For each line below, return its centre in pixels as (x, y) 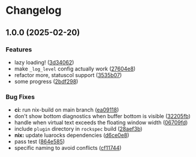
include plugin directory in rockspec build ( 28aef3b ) (78, 129)
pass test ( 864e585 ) (40, 141)
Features (19, 50)
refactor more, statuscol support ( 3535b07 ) (68, 75)
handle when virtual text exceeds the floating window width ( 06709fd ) (101, 122)
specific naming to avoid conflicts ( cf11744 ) (68, 148)
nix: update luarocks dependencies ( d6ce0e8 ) (72, 136)
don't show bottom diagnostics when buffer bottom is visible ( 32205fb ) (102, 116)
